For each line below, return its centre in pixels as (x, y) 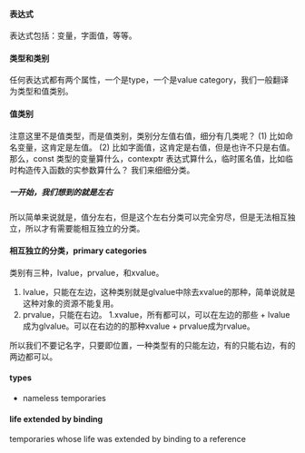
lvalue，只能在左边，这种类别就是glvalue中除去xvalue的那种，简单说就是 (159, 291)
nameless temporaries (64, 398)
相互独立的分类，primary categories (78, 251)
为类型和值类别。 (41, 92)
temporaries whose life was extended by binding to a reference (128, 439)
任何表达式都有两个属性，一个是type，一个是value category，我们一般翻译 (149, 80)
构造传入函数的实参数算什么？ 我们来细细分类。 (106, 170)
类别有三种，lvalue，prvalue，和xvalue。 (87, 272)
